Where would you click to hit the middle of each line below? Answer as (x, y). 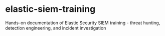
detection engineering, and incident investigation (56, 28)
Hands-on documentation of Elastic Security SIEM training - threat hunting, (83, 23)
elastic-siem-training (50, 9)
